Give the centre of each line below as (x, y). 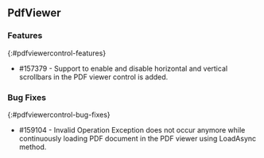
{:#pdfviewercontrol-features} (57, 53)
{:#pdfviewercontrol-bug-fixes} (59, 114)
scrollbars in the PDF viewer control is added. (93, 77)
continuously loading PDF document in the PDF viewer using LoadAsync (138, 138)
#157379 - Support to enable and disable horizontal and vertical (123, 68)
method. (33, 147)
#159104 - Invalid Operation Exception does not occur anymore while (132, 129)
